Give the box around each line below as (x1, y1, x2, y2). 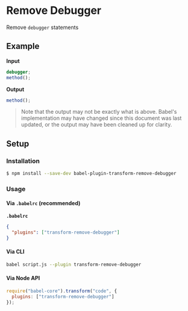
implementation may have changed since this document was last (20, 114, 182, 122)
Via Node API (6, 275, 40, 282)
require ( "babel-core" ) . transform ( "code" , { (6, 288, 117, 294)
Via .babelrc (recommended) (6, 200, 81, 207)
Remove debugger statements (6, 24, 79, 31)
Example (6, 41, 40, 51)
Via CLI (6, 248, 25, 255)
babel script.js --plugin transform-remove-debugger (6, 261, 142, 267)
